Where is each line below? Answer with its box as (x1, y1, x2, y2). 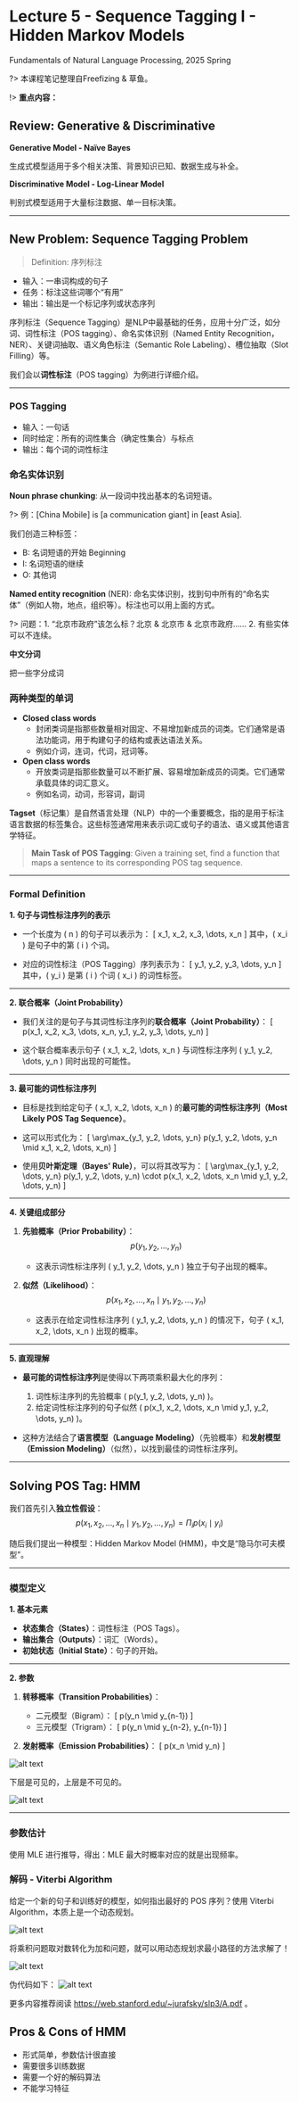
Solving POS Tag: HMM (9, 1478, 141, 1494)
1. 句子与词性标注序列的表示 (9, 909, 111, 920)
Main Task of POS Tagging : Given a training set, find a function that (30, 848, 280, 858)
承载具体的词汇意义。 (35, 778, 114, 789)
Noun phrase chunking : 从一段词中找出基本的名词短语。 (9, 491, 217, 501)
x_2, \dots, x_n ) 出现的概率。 (35, 1326, 143, 1337)
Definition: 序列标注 (30, 256, 102, 267)
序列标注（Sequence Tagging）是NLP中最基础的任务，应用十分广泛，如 (9, 317, 273, 327)
